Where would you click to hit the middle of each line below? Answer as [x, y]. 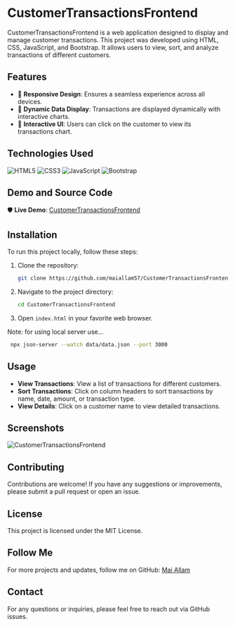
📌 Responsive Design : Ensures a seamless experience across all [111, 94]
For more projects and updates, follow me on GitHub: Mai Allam [99, 570]
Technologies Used [50, 154]
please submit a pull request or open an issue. [74, 492]
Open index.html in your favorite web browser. [85, 318]
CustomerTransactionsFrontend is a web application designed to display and [118, 32]
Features [27, 77]
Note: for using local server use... [55, 332]
